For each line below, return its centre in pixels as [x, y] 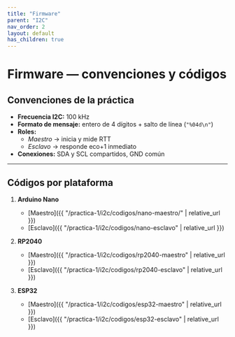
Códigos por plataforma [60, 182]
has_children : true [36, 40]
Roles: [27, 132]
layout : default [31, 33]
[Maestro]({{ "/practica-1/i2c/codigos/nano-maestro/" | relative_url [124, 213]
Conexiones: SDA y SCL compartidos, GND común [91, 154]
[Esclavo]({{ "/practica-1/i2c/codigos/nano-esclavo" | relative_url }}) [126, 227]
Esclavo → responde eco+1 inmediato [82, 147]
